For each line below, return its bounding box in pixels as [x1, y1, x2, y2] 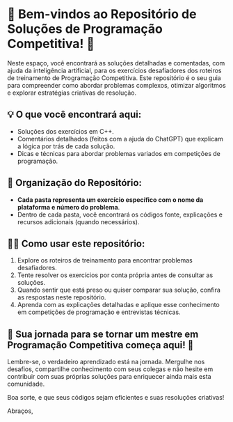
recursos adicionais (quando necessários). [17, 217, 140, 226]
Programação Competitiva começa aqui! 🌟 [7, 339, 194, 351]
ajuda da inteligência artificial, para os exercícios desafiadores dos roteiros [7, 66, 222, 75]
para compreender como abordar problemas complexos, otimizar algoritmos [7, 81, 226, 89]
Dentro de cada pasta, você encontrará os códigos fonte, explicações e [17, 210, 223, 219]
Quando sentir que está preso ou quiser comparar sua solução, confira [17, 286, 221, 295]
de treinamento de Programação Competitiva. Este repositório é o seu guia [7, 73, 221, 82]
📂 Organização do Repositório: [7, 177, 143, 189]
